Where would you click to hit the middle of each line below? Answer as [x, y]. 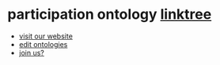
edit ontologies [43, 44]
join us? [32, 52]
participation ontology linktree [110, 14]
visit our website [46, 36]
